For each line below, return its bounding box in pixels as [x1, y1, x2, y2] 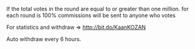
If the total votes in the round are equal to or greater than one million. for [6, 6, 189, 12]
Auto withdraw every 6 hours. [6, 36, 82, 42]
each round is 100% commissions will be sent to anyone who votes [6, 12, 176, 19]
